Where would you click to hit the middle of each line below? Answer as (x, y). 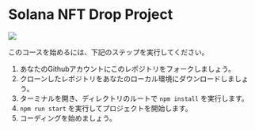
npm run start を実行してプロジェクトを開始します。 (106, 108)
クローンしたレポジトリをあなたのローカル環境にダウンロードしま (127, 78)
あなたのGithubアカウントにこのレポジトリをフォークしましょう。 (127, 69)
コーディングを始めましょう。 (68, 118)
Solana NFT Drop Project (91, 15)
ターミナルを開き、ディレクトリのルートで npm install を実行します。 (134, 98)
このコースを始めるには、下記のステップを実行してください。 (108, 52)
